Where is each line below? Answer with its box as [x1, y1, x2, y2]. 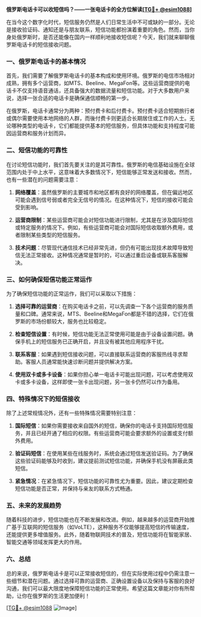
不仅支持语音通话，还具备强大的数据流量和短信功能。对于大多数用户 [16, 87, 184, 95]
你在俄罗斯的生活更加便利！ [22, 592, 90, 599]
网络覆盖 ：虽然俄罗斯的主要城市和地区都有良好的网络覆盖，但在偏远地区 [14, 189, 193, 196]
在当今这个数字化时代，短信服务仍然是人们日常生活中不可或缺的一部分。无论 [6, 19, 195, 26]
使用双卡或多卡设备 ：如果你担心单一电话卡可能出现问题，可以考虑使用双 [14, 370, 193, 378]
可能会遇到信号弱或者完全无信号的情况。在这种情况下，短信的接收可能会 [14, 196, 193, 203]
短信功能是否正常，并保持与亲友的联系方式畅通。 [14, 485, 136, 493]
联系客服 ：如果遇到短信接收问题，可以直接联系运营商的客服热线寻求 [14, 350, 183, 358]
